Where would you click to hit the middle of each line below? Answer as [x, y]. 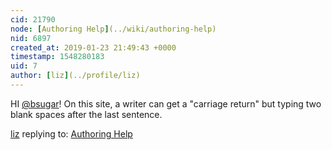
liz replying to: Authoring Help [71, 133]
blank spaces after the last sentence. [86, 114]
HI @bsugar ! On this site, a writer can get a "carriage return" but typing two [166, 103]
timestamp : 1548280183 [57, 57]
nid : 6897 [31, 38]
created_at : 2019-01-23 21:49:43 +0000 [93, 47]
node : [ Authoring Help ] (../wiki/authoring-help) [113, 29]
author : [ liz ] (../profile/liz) [75, 76]
